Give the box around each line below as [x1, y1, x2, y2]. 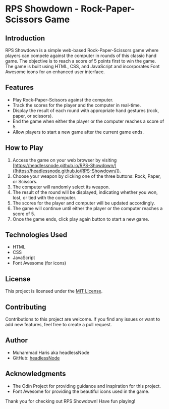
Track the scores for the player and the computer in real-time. [12, 102, 141, 108]
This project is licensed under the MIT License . [5, 288, 103, 294]
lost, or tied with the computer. [12, 194, 77, 200]
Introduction [5, 34, 45, 42]
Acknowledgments [5, 370, 67, 378]
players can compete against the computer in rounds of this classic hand [5, 53, 157, 59]
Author [5, 336, 28, 345]
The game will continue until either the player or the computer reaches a [12, 205, 163, 211]
